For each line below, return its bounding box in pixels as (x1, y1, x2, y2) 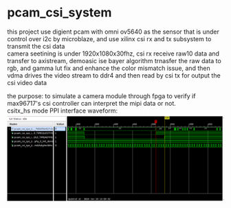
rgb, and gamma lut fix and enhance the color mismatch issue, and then (7, 64, 211, 72)
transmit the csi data (7, 42, 65, 50)
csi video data (7, 78, 47, 86)
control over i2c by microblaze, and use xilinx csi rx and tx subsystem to (7, 34, 212, 43)
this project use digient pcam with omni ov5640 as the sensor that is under (7, 27, 220, 36)
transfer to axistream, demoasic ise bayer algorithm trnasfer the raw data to (7, 56, 221, 65)
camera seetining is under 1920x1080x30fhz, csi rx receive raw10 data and (7, 49, 220, 58)
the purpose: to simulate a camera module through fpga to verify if (7, 91, 196, 100)
